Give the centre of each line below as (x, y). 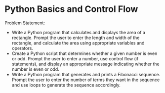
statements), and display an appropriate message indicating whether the (85, 64)
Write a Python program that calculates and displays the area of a (78, 32)
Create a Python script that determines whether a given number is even (84, 53)
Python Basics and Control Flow (71, 9)
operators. (22, 48)
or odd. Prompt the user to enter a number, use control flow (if (75, 58)
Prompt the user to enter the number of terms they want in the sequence (86, 80)
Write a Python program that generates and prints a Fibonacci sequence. (86, 74)
